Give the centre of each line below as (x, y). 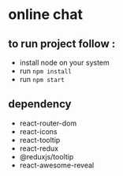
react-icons (38, 131)
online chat (45, 15)
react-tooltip (40, 140)
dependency (40, 104)
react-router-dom (48, 123)
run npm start (42, 79)
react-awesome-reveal (57, 165)
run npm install (46, 71)
